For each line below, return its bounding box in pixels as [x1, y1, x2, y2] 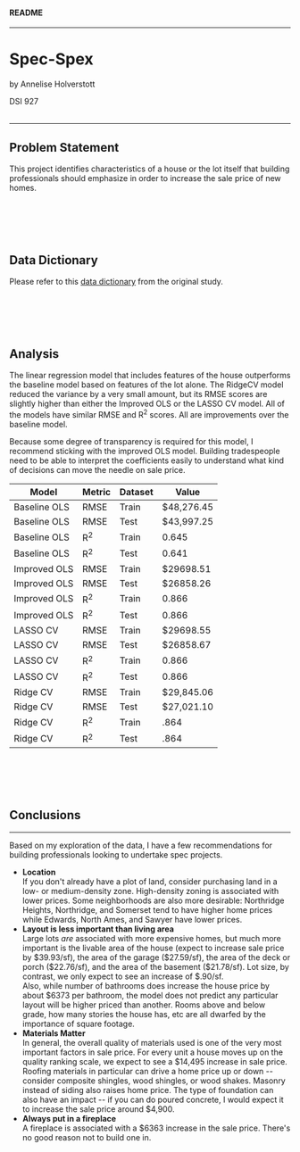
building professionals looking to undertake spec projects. [9, 849, 223, 860]
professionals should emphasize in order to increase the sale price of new [9, 172, 281, 183]
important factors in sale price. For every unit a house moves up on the [21, 1047, 284, 1057]
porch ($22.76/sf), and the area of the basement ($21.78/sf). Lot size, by [21, 961, 290, 972]
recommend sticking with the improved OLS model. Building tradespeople [9, 446, 280, 457]
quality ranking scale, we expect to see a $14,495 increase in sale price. [21, 1056, 287, 1066]
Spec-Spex [9, 49, 94, 70]
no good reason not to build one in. [21, 1131, 152, 1142]
